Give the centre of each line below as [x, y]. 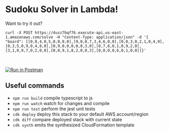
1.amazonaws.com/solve [29, 37]
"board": [14, 42]
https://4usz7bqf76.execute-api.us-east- [79, 32]
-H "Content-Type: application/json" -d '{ [102, 37]
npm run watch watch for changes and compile [61, 103]
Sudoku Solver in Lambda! [62, 9]
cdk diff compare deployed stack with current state [67, 119]
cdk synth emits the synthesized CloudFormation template [73, 125]
